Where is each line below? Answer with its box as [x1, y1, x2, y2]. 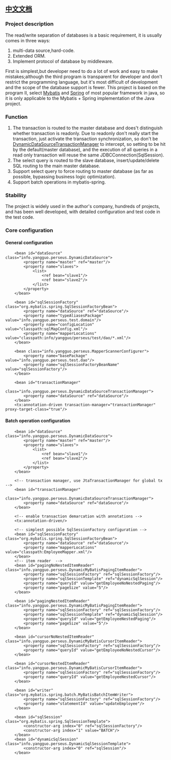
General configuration [5, 239, 53, 246]
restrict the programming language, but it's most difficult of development [5, 78, 158, 85]
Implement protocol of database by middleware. [12, 58, 113, 64]
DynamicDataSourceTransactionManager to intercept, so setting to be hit [12, 141, 166, 147]
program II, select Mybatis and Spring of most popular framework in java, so [5, 90, 165, 96]
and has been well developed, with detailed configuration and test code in [5, 208, 160, 215]
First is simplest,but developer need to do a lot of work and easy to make [5, 68, 158, 74]
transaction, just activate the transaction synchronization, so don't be [12, 136, 158, 142]
